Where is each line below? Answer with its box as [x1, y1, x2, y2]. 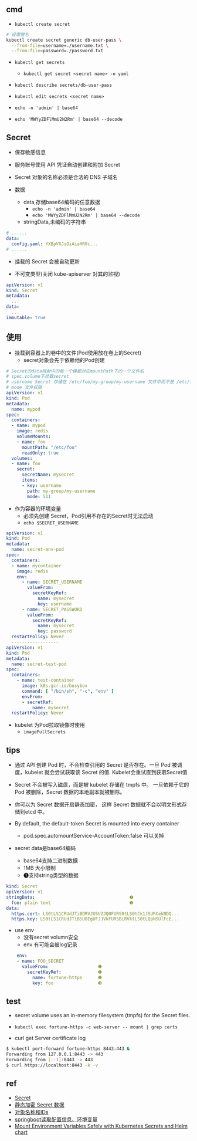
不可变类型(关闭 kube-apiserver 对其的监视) [14, 270, 120, 277]
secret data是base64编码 [14, 845, 76, 852]
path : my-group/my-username [27, 488, 96, 494]
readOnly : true [21, 450, 59, 456]
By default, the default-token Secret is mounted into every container [14, 820, 180, 827]
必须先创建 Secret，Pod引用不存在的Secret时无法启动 [23, 512, 154, 519]
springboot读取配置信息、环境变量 [14, 1116, 98, 1123]
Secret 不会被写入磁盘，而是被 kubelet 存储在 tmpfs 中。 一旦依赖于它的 [14, 781, 189, 788]
